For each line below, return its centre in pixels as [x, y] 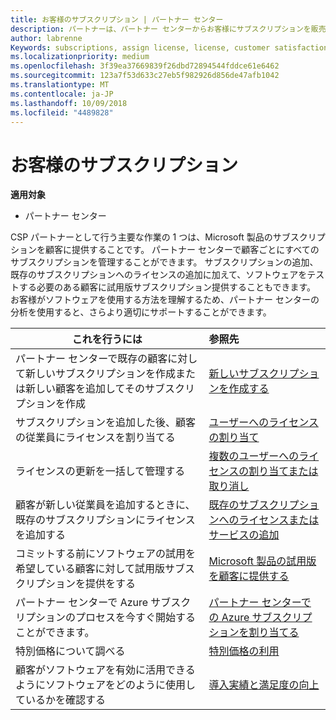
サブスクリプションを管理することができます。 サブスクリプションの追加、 [164, 262]
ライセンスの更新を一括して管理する [100, 471]
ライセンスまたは [279, 520]
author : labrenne [46, 38]
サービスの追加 [244, 535]
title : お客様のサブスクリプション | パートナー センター [117, 19]
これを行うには [107, 339]
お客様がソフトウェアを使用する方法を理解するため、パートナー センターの [165, 300]
